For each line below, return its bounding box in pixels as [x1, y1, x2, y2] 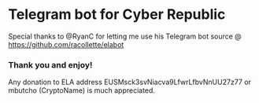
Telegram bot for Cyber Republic [8, 6, 226, 24]
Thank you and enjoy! [8, 59, 93, 70]
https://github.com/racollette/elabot [8, 39, 124, 49]
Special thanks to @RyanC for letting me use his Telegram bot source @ [8, 31, 242, 41]
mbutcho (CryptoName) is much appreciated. [8, 86, 156, 95]
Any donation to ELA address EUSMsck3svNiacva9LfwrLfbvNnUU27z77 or [8, 77, 252, 87]
